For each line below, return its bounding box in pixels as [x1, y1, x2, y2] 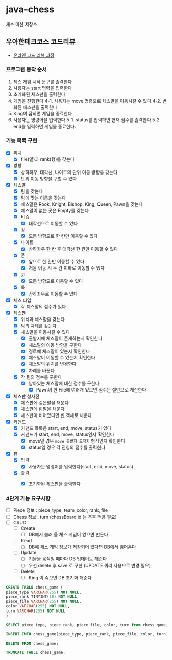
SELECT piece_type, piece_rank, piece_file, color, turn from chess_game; [6, 622, 168, 627]
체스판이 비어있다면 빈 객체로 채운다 [20, 412, 92, 418]
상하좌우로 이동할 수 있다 [28, 290, 78, 297]
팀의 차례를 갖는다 [20, 323, 57, 329]
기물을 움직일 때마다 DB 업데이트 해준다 [28, 556, 107, 562]
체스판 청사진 [13, 393, 40, 399]
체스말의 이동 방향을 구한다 [28, 342, 82, 348]
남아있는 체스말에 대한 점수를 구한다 [28, 380, 100, 386]
